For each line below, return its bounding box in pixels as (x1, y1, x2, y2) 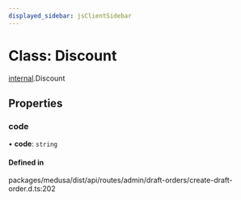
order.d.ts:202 (8, 184, 56, 194)
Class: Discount (8, 46, 117, 65)
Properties (8, 96, 63, 110)
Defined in (8, 157, 44, 167)
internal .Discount (8, 73, 66, 83)
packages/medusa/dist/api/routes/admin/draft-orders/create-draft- (8, 175, 233, 185)
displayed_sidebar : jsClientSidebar (8, 11, 132, 20)
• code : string (8, 139, 58, 149)
